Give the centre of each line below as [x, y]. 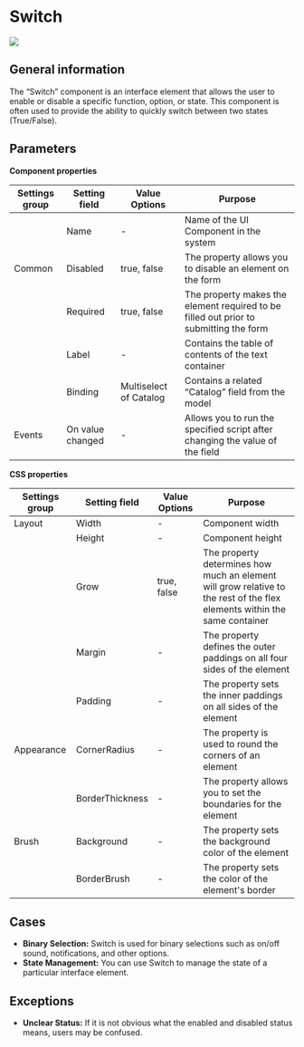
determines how [237, 563]
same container [236, 620]
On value [85, 429]
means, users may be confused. [82, 1033]
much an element [240, 575]
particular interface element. [76, 973]
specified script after [228, 429]
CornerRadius [105, 749]
